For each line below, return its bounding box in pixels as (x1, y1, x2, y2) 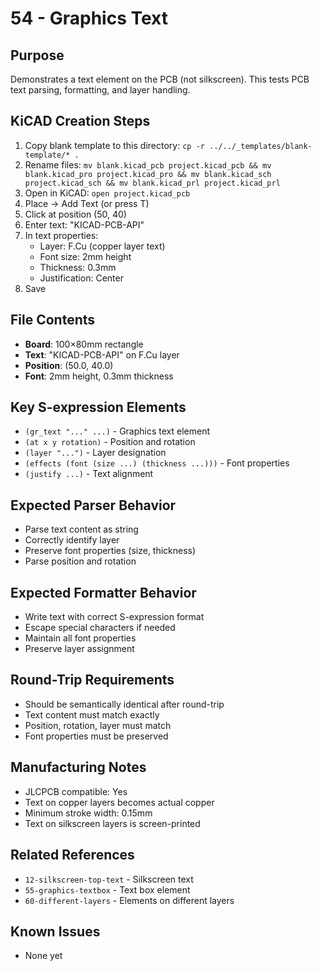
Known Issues (10, 923, 101, 940)
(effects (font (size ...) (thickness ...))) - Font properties (24, 457, 290, 469)
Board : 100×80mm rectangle (24, 338, 144, 350)
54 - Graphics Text (10, 7, 168, 30)
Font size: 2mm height (39, 250, 132, 262)
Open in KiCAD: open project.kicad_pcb (24, 187, 191, 199)
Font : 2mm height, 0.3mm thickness (24, 370, 174, 382)
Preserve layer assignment (24, 643, 135, 655)
